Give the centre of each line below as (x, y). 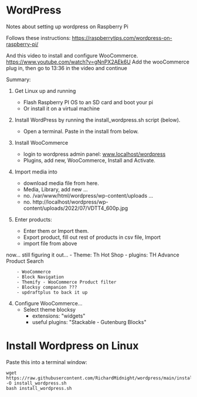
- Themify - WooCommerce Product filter (67, 282)
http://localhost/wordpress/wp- (70, 202)
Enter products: (33, 219)
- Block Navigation (40, 277)
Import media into (36, 172)
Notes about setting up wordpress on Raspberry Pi (67, 26)
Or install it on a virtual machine (62, 108)
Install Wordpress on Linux (72, 346)
